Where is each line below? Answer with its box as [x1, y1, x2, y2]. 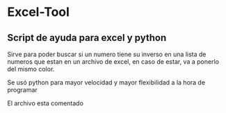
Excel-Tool [7, 4, 70, 20]
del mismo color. [7, 65, 55, 73]
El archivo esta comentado [7, 99, 83, 107]
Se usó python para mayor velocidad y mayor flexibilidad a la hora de [7, 78, 206, 87]
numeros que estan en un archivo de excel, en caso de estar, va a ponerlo [7, 58, 219, 66]
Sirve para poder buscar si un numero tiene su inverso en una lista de [7, 50, 207, 58]
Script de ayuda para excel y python [7, 32, 167, 44]
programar [7, 86, 38, 94]
